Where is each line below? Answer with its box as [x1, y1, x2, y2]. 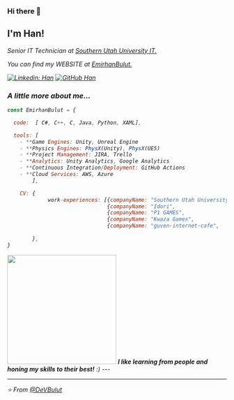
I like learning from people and [117, 357, 208, 366]
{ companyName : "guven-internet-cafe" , [107, 223, 219, 230]
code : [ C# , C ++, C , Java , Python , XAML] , [13, 119, 141, 126]
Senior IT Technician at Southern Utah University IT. [7, 46, 157, 54]
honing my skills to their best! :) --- [7, 364, 111, 373]
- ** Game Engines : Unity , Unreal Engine [19, 138, 139, 145]
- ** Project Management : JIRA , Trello [19, 151, 132, 158]
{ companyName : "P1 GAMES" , [107, 209, 186, 216]
